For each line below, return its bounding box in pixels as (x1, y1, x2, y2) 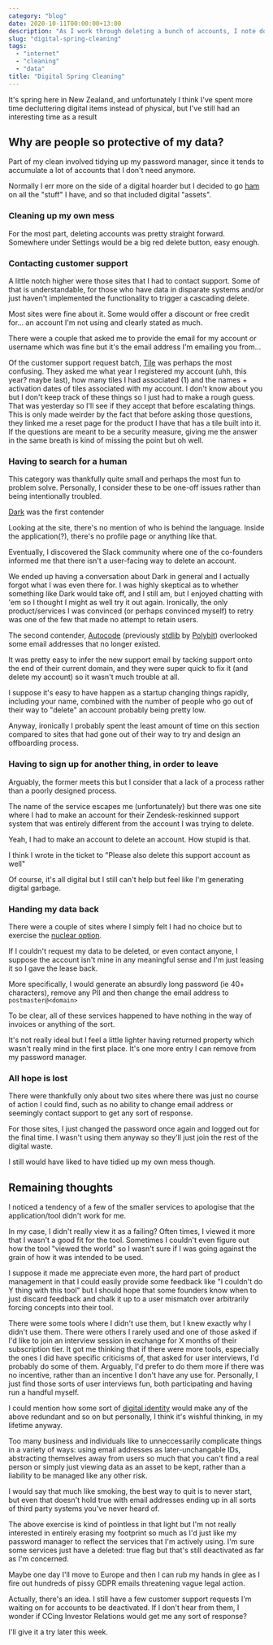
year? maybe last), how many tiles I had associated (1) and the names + (8, 375, 248, 385)
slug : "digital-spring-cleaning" (8, 34, 122, 43)
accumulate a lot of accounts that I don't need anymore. (8, 166, 197, 175)
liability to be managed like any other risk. (8, 1471, 148, 1481)
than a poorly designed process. (8, 786, 117, 795)
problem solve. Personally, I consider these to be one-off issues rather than (8, 483, 262, 492)
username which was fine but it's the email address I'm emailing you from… (8, 342, 262, 352)
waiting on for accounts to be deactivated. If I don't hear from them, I (8, 1603, 240, 1613)
